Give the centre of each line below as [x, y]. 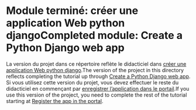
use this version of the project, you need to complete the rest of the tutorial [97, 95]
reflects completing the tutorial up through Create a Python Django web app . [98, 76]
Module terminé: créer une [72, 11]
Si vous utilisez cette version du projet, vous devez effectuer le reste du [92, 82]
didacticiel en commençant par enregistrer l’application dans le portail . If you [98, 88]
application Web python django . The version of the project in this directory [95, 70]
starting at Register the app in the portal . [55, 101]
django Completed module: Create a [94, 36]
